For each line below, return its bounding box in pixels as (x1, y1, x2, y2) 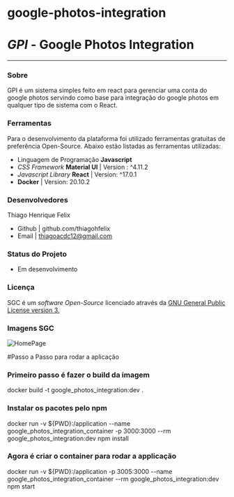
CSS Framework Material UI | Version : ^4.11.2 (17, 163, 148, 171)
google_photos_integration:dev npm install (7, 434, 130, 443)
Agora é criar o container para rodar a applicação (7, 452, 177, 461)
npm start (7, 482, 36, 490)
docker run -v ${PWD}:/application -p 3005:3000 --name (7, 467, 173, 475)
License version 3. (7, 306, 61, 314)
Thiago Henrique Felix (7, 211, 71, 219)
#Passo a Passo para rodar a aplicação (7, 353, 120, 361)
